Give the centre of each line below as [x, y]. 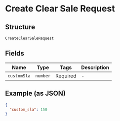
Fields [15, 53]
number [43, 76]
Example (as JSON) [35, 93]
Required [66, 76]
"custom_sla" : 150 [29, 110]
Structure [20, 27]
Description [95, 67]
